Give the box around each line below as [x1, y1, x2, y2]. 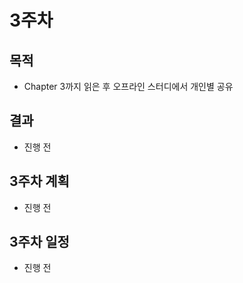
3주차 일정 [9, 234, 70, 251]
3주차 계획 [9, 173, 70, 190]
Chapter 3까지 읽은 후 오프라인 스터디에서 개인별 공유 [23, 81, 234, 92]
